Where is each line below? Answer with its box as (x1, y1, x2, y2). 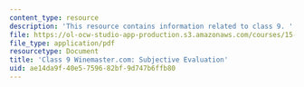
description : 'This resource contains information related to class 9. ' (9, 22, 294, 31)
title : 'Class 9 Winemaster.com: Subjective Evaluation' (9, 55, 229, 64)
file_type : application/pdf (9, 38, 116, 48)
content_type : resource (9, 13, 100, 23)
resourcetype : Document (9, 47, 100, 56)
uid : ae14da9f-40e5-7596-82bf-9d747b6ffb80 (9, 64, 176, 73)
